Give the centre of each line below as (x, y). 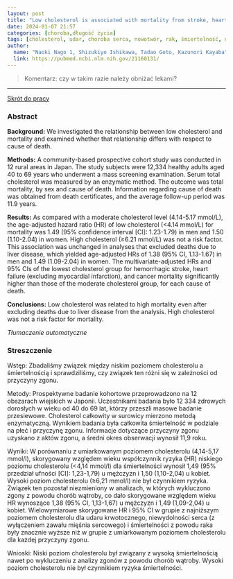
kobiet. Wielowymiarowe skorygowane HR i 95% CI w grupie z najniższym (113, 510)
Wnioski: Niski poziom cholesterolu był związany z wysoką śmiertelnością (113, 553)
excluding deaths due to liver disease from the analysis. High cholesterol (111, 312)
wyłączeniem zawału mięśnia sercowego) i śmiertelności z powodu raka (110, 525)
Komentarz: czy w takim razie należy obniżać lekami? (101, 78)
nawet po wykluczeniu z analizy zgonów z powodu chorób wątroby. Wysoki (115, 561)
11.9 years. (22, 204)
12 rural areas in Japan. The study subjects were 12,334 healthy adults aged (116, 167)
